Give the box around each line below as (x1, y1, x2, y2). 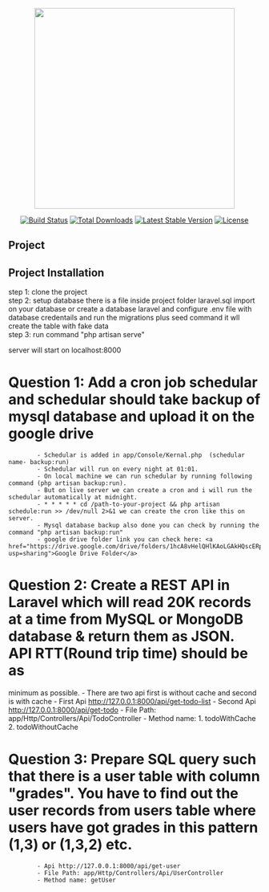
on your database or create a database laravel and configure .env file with (8, 304, 252, 314)
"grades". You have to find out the (8, 784, 239, 803)
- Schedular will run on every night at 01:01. (37, 466, 199, 474)
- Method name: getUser (37, 876, 116, 885)
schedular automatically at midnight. (8, 494, 138, 502)
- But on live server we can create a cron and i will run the (37, 487, 252, 495)
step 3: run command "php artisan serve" (8, 330, 146, 340)
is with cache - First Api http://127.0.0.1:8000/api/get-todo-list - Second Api (8, 697, 256, 707)
